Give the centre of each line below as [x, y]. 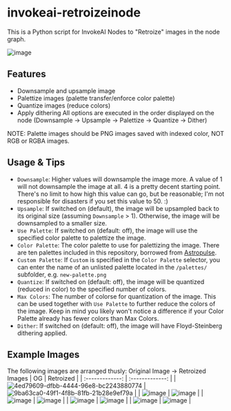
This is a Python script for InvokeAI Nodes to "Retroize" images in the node [114, 32]
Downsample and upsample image [66, 90]
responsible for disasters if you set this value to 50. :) [93, 201]
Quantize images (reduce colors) [64, 106]
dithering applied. [42, 333]
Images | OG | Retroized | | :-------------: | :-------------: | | [92, 379]
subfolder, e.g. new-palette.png [62, 274]
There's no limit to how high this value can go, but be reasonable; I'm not [121, 194]
